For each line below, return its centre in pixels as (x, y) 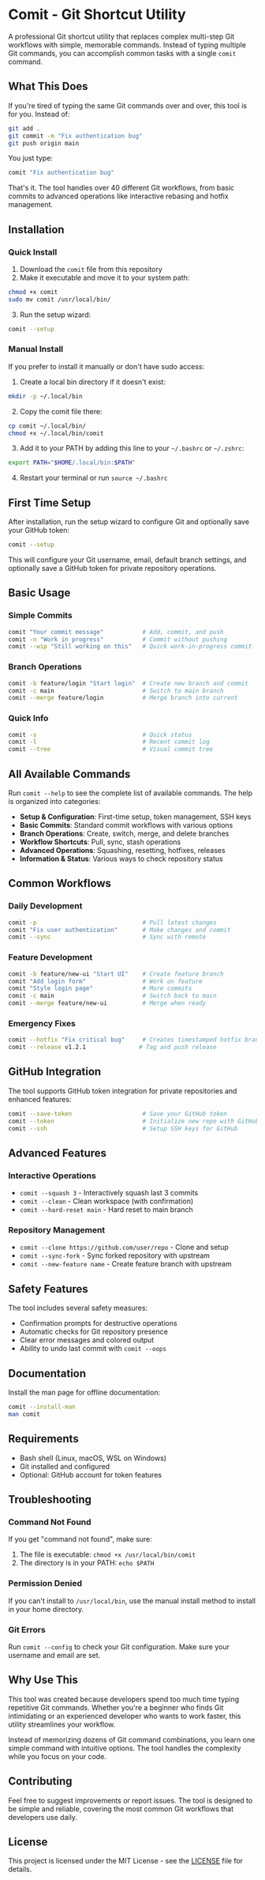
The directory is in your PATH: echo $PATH (87, 1563)
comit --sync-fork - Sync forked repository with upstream (115, 1255)
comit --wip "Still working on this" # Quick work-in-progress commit (130, 647)
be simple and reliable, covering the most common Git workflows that (121, 1809)
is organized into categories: (54, 802)
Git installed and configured (65, 1466)
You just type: (31, 158)
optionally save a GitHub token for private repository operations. (112, 568)
